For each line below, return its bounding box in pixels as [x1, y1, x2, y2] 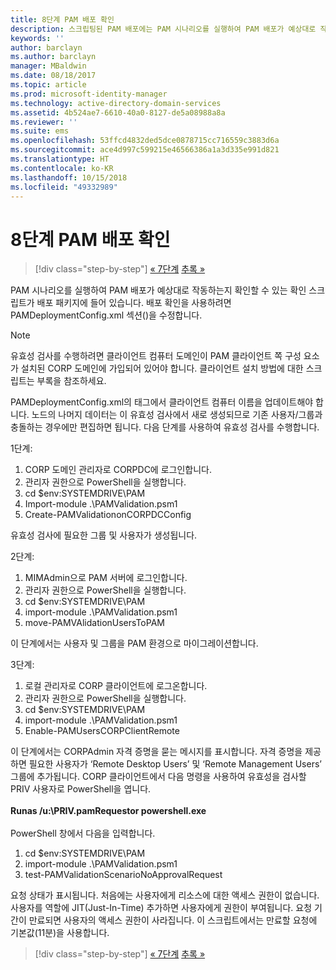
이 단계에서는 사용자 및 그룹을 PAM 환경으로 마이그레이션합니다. [10, 637, 259, 650]
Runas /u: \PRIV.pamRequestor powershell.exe [10, 805, 207, 817]
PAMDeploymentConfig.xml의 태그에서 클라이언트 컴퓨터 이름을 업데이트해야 [10, 396, 314, 408]
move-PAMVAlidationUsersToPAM [24, 617, 165, 629]
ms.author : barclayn [10, 52, 97, 62]
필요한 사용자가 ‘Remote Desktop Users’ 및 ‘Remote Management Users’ [28, 758, 322, 770]
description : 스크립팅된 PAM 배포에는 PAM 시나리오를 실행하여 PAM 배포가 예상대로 [10, 24, 317, 34]
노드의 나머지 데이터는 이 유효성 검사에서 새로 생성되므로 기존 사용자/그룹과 [31, 409, 323, 421]
